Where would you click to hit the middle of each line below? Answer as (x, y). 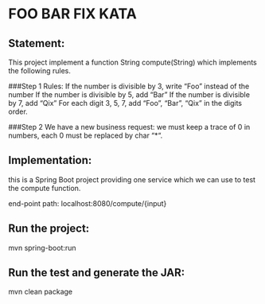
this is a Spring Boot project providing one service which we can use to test (132, 179)
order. (18, 111)
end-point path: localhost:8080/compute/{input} (88, 203)
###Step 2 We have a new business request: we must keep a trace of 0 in (129, 127)
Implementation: (50, 160)
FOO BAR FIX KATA (72, 14)
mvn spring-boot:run (42, 247)
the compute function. (45, 188)
